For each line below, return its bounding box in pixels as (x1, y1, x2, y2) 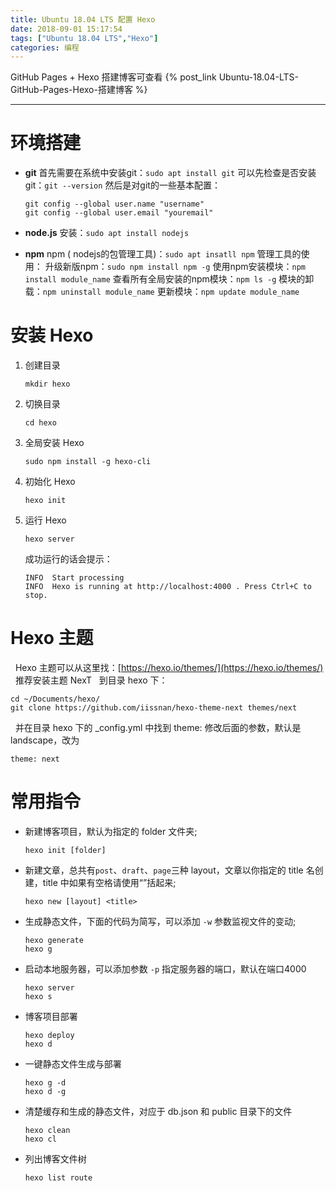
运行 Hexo (24, 514, 67, 526)
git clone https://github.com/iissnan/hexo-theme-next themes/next (10, 703, 298, 713)
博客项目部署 (24, 1011, 78, 1022)
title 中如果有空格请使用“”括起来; (42, 877, 177, 888)
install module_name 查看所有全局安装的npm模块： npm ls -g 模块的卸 (24, 273, 315, 285)
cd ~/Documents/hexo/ (10, 694, 101, 705)
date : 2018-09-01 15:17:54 (10, 24, 123, 34)
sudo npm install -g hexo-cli (24, 457, 152, 467)
